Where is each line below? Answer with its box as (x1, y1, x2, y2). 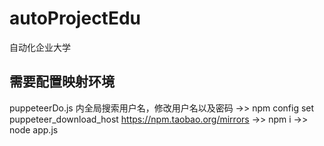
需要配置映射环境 (9, 73, 115, 91)
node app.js (9, 123, 59, 136)
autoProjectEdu (9, 7, 142, 30)
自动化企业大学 (9, 41, 71, 53)
